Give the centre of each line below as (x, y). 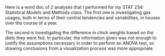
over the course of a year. (32, 23)
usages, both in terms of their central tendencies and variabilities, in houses (83, 18)
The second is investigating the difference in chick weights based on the (80, 32)
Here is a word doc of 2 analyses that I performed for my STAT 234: (75, 7)
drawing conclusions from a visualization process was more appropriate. (80, 48)
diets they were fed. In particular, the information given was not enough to (81, 38)
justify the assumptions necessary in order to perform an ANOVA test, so (80, 43)
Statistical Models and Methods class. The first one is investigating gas (78, 12)
